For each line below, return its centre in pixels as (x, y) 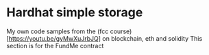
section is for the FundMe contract (55, 45)
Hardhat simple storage (75, 13)
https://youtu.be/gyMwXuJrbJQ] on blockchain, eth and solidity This (106, 38)
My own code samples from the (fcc (58, 31)
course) (121, 31)
